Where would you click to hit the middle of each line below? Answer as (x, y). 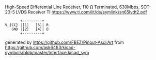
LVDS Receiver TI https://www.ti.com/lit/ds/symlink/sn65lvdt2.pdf (82, 12)
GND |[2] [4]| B (30, 29)
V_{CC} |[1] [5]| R (27, 25)
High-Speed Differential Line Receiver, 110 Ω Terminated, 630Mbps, (72, 7)
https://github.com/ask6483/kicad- (40, 47)
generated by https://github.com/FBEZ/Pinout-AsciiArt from (65, 42)
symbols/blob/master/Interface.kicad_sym (47, 53)
